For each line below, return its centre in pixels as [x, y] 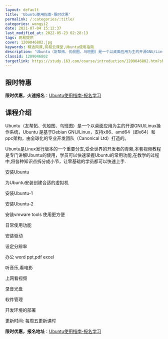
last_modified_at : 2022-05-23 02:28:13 [47, 33]
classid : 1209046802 [27, 56]
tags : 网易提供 [19, 38]
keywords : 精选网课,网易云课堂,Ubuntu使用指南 [49, 47]
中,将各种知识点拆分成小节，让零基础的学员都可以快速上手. [66, 161]
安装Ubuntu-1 [19, 193]
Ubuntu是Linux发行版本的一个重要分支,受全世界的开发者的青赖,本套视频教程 [83, 148]
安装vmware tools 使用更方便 [35, 214]
